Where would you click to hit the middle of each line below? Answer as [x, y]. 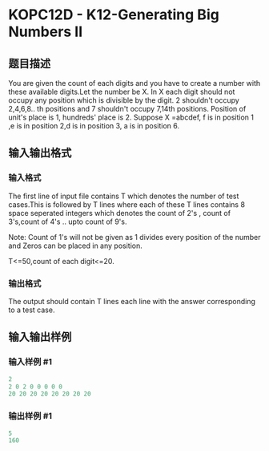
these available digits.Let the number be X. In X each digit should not [122, 91]
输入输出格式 [40, 153]
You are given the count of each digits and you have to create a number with [134, 83]
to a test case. [32, 310]
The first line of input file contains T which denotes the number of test [124, 196]
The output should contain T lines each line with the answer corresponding [132, 301]
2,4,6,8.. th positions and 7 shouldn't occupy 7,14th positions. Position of [127, 109]
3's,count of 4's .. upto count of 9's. [68, 221]
